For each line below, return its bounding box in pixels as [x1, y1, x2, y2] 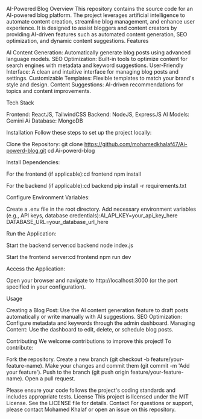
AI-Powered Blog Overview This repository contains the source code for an [6, 5, 193, 12]
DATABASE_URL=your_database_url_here [6, 219, 109, 225]
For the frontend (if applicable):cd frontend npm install [6, 170, 142, 178]
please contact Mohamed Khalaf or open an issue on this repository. [6, 406, 176, 413]
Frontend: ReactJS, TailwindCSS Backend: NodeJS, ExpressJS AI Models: [6, 111, 190, 118]
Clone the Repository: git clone [6, 141, 83, 147]
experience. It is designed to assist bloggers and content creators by [6, 24, 177, 31]
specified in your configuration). [6, 283, 86, 290]
